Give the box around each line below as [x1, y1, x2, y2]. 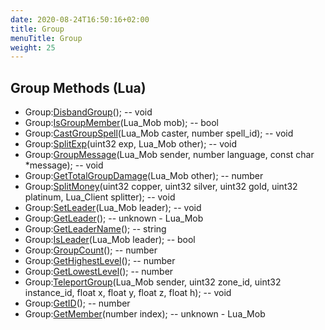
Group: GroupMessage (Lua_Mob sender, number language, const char [24, 149, 315, 161]
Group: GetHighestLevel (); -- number [24, 255, 176, 267]
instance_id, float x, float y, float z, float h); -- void [24, 287, 232, 299]
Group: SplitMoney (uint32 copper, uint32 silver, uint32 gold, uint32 [24, 181, 298, 193]
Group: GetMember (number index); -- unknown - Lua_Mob [24, 308, 266, 320]
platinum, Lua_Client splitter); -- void [24, 191, 176, 203]
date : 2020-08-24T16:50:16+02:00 [10, 14, 150, 25]
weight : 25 [10, 42, 56, 53]
